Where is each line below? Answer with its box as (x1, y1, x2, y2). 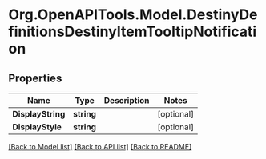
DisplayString (12, 109, 66, 119)
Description (103, 95, 150, 105)
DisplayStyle (12, 121, 62, 133)
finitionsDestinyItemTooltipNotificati (8, 22, 257, 41)
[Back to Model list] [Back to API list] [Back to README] (8, 142, 192, 151)
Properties (8, 71, 62, 85)
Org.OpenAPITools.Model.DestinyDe (8, 6, 258, 24)
